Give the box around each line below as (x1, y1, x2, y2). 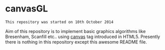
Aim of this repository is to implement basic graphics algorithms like (5, 28, 146, 34)
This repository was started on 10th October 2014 (5, 19, 114, 24)
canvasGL (5, 3, 48, 14)
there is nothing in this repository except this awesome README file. (5, 38, 147, 45)
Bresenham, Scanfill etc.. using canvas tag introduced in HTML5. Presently (5, 33, 160, 39)
